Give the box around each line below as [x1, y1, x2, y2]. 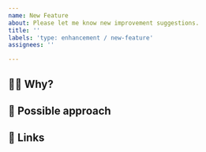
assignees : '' [8, 41, 55, 49]
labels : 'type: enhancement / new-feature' [8, 33, 154, 42]
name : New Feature [8, 11, 69, 20]
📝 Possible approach [8, 104, 112, 117]
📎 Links [8, 131, 45, 145]
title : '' [8, 26, 41, 34]
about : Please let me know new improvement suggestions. [8, 19, 200, 27]
